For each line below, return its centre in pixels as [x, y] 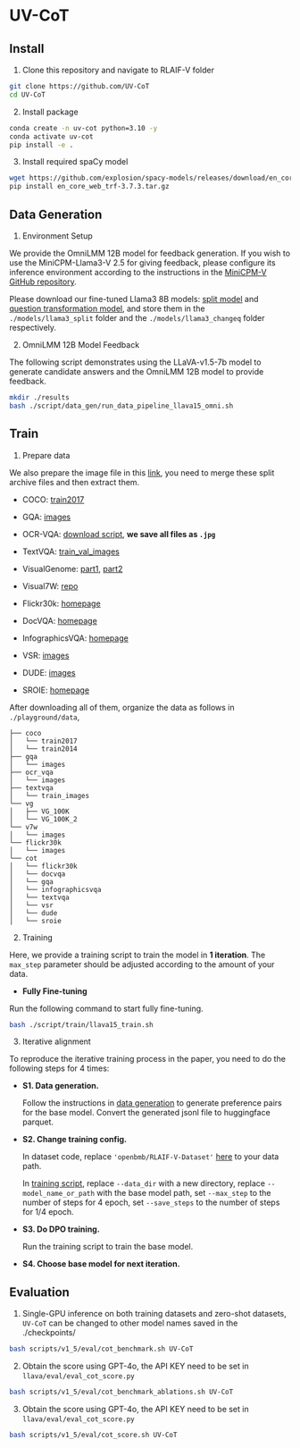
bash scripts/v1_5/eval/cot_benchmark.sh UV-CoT [101, 1349]
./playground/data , [45, 717]
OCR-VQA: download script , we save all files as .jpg [119, 534]
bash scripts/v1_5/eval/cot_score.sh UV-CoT [93, 1435]
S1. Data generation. [61, 1086]
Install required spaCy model [75, 162]
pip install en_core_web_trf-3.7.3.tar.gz [89, 187]
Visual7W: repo [50, 585]
